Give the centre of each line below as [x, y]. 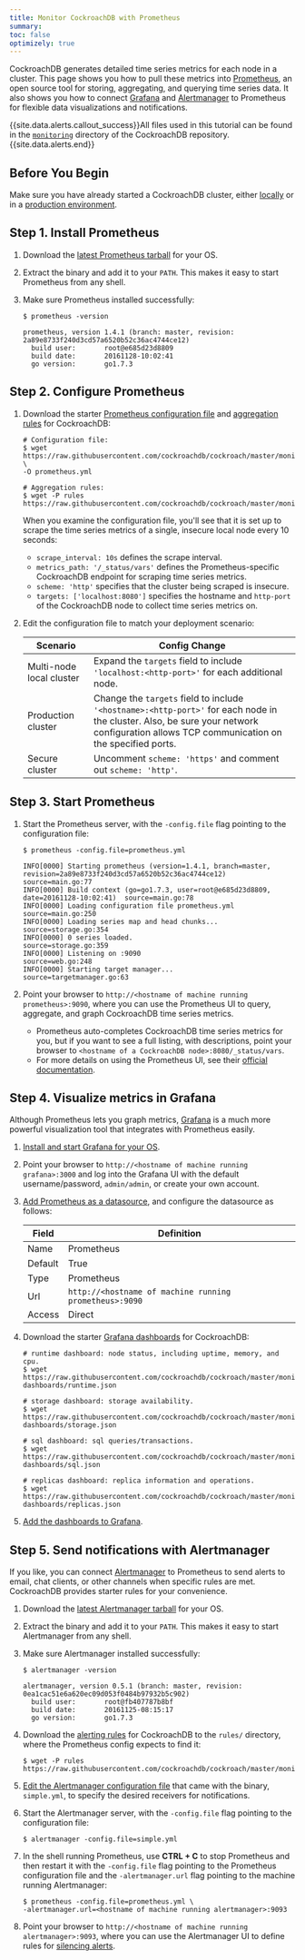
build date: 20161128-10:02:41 [103, 356]
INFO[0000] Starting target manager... [98, 969]
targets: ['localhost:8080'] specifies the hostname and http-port [163, 596]
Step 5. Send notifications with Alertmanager [140, 1550]
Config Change [192, 645]
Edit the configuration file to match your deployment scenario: [138, 623]
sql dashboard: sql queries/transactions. [113, 1441]
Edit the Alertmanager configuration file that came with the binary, [146, 1786]
